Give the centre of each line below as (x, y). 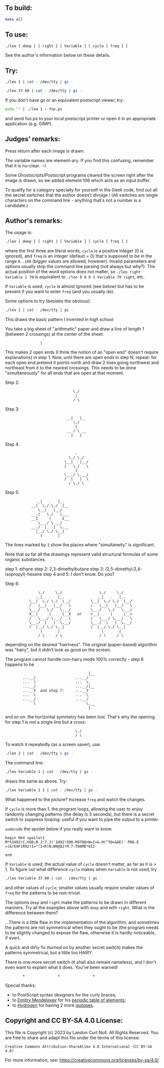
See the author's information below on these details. (58, 55)
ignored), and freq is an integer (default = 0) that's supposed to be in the (79, 256)
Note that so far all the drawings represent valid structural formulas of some (82, 554)
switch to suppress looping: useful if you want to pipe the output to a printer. (82, 819)
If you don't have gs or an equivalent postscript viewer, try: (64, 100)
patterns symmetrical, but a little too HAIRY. (49, 952)
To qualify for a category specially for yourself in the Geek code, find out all (81, 190)
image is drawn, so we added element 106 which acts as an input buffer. (78, 180)
